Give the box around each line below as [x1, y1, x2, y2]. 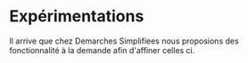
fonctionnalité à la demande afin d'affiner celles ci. [9, 44, 195, 55]
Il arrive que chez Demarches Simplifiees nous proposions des [9, 35, 239, 46]
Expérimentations [9, 6, 145, 27]
